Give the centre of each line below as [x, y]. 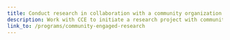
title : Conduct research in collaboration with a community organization [115, 13]
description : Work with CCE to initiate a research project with [102, 20]
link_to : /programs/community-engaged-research [76, 26]
